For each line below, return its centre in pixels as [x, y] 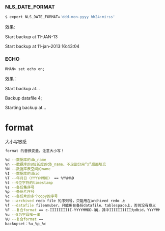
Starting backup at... [26, 108]
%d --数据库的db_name [26, 160]
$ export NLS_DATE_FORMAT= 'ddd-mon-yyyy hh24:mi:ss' [60, 17]
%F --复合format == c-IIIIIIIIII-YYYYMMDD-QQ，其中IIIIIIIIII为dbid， [76, 210]
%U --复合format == [24, 219]
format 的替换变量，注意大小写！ [35, 151]
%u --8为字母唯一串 [23, 214]
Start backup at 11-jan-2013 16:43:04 [42, 46]
